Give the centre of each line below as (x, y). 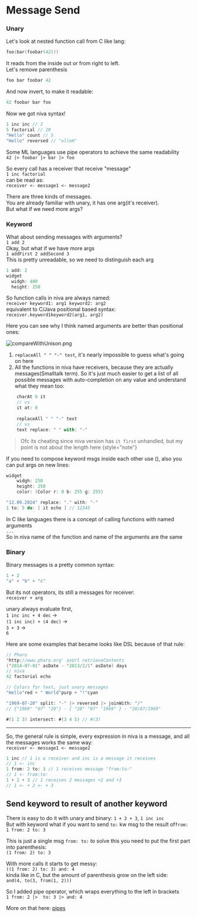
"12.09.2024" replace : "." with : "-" (52, 503)
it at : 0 (27, 408)
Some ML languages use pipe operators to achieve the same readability (93, 152)
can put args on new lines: (38, 465)
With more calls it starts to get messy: (52, 864)
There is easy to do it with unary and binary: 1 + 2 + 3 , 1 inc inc (85, 818)
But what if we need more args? (45, 209)
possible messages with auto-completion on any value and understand (100, 380)
